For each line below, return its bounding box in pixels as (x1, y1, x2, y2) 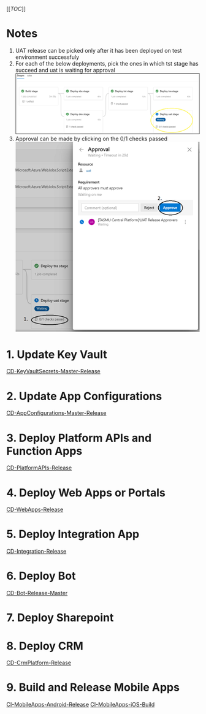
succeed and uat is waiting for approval (15, 66, 115, 74)
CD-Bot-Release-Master (6, 590, 68, 597)
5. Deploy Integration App (6, 527, 140, 541)
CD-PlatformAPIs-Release (6, 464, 72, 471)
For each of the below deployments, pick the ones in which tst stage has (15, 59, 199, 67)
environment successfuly (15, 53, 80, 61)
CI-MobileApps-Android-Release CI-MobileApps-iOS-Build (6, 701, 155, 708)
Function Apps (6, 444, 83, 458)
